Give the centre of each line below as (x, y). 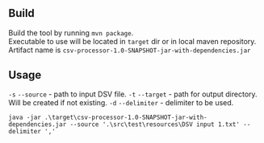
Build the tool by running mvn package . (71, 33)
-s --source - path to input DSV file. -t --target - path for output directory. (133, 94)
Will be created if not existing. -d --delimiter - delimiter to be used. (121, 103)
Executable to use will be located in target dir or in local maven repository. (132, 41)
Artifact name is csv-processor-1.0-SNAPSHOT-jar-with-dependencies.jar (130, 50)
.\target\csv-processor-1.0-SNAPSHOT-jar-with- (126, 118)
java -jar (25, 118)
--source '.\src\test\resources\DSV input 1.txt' (155, 125)
